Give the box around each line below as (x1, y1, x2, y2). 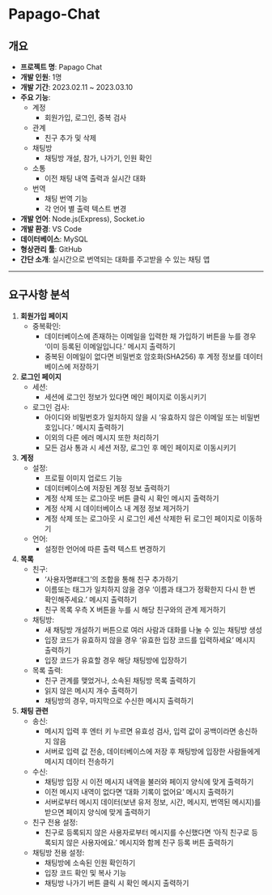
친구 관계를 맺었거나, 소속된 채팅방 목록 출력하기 (44, 676, 196, 685)
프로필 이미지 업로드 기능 (44, 473, 123, 483)
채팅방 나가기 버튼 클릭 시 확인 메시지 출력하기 (44, 878, 189, 888)
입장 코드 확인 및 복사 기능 (44, 867, 127, 877)
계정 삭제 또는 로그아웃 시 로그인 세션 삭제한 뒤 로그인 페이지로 (44, 514, 241, 523)
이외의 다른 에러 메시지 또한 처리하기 (44, 433, 159, 442)
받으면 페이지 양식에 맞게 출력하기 (44, 807, 151, 816)
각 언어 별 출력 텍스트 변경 (44, 204, 127, 213)
